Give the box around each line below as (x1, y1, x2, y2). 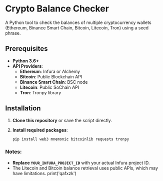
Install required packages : (12, 127, 68, 133)
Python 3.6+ (12, 58, 39, 64)
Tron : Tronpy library (19, 89, 61, 95)
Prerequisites (5, 44, 48, 53)
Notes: (5, 148, 22, 155)
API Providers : (12, 63, 43, 69)
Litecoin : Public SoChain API (19, 84, 79, 90)
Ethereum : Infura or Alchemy (19, 68, 80, 74)
